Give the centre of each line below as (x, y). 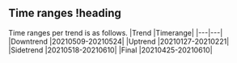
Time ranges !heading (65, 13)
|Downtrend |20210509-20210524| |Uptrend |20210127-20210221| (119, 41)
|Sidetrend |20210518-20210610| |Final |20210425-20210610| (110, 50)
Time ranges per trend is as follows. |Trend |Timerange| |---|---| (116, 32)
